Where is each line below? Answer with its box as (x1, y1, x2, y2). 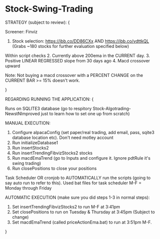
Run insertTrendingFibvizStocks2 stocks (12, 150, 93, 156)
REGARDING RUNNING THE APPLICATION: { (5, 96, 94, 102)
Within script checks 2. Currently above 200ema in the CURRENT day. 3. (5, 52, 150, 59)
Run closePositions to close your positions (12, 165, 97, 171)
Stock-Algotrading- (93, 105, 131, 111)
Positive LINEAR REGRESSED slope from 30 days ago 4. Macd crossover (5, 58, 150, 63)
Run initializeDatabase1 (12, 139, 58, 146)
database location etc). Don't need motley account (12, 134, 113, 140)
